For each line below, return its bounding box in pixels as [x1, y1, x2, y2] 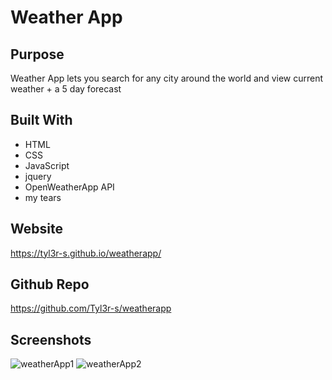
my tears [24, 191, 62, 203]
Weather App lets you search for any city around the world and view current [10, 72, 324, 84]
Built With [10, 112, 73, 129]
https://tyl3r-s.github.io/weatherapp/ [10, 247, 162, 259]
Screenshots [10, 331, 92, 348]
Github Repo [10, 276, 90, 293]
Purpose [10, 46, 65, 63]
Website [10, 221, 63, 238]
